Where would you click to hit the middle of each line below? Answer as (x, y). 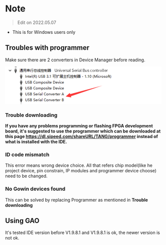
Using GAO (22, 220)
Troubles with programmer (47, 48)
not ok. (12, 238)
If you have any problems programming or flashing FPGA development (79, 125)
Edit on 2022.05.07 (37, 22)
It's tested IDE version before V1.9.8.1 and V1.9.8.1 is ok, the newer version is (83, 233)
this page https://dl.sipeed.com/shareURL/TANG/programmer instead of (82, 136)
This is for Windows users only (44, 32)
